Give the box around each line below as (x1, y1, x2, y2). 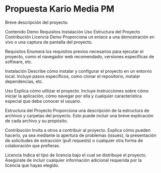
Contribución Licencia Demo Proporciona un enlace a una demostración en (5, 34, 155, 40)
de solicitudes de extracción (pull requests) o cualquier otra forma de (5, 137, 143, 143)
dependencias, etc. (5, 79, 44, 84)
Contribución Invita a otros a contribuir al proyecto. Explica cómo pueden (5, 127, 151, 133)
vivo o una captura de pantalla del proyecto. (5, 39, 93, 45)
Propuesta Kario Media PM (5, 3, 115, 15)
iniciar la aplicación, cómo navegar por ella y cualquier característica (5, 93, 142, 99)
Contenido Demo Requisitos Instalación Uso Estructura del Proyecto (5, 29, 141, 34)
